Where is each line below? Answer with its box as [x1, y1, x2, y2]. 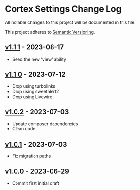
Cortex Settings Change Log [5, 3, 122, 15]
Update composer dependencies [12, 121, 78, 127]
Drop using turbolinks [12, 83, 56, 89]
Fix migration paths [12, 153, 51, 159]
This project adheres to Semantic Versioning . [5, 29, 95, 35]
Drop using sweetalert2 [12, 88, 59, 94]
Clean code [12, 126, 35, 132]
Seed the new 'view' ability [12, 56, 67, 62]
